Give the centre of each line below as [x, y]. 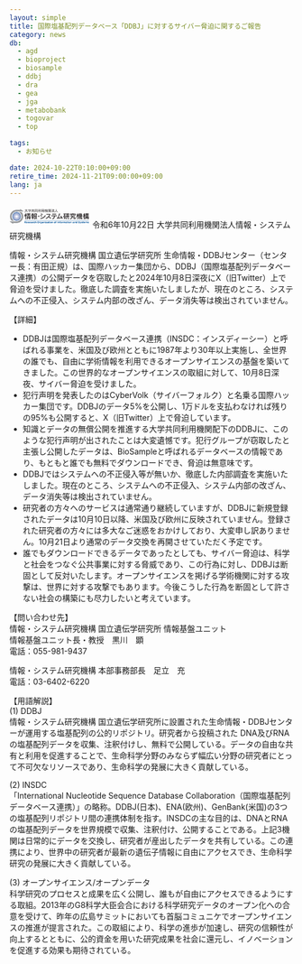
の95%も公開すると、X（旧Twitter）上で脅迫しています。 [129, 418]
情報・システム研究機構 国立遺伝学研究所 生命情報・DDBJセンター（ [137, 255]
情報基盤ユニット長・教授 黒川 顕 [77, 640]
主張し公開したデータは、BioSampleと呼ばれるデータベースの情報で [149, 451]
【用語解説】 [33, 701]
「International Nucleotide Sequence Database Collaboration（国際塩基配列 [150, 796]
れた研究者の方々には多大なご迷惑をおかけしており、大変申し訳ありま [152, 531]
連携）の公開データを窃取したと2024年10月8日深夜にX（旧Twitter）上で [151, 278]
